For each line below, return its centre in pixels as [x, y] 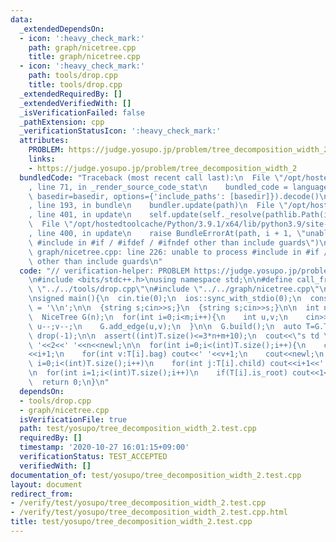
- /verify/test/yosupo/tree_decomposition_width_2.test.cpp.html [149, 512]
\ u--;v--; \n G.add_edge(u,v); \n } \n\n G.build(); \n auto [165, 326]
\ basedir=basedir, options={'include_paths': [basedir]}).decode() [174, 196]
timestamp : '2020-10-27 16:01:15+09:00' [104, 447]
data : [21, 19]
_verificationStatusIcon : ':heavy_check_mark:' [120, 131]
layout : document [46, 484]
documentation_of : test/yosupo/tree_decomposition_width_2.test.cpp [156, 475]
